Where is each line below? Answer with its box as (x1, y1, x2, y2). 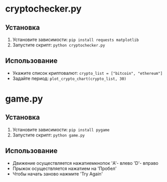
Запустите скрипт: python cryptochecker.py (12, 42, 106, 48)
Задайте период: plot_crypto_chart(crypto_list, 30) (12, 75, 127, 81)
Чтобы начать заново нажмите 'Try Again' (12, 170, 103, 177)
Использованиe (5, 147, 58, 155)
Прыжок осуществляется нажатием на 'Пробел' (12, 165, 117, 171)
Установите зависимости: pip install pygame (12, 126, 110, 132)
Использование (5, 57, 58, 65)
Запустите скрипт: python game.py (12, 132, 85, 138)
